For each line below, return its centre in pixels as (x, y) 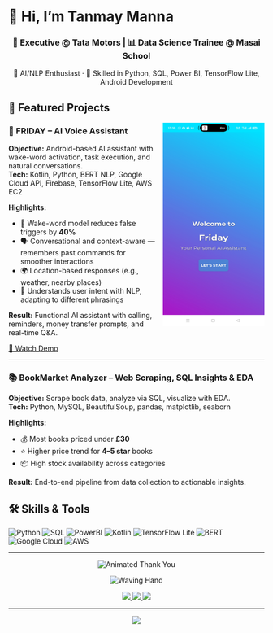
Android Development (136, 82)
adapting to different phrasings (72, 299)
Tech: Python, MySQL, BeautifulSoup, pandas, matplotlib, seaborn (120, 407)
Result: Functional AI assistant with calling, (80, 316)
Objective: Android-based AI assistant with (81, 149)
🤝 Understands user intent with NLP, (81, 291)
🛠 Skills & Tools (50, 509)
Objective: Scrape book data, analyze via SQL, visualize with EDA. (119, 399)
